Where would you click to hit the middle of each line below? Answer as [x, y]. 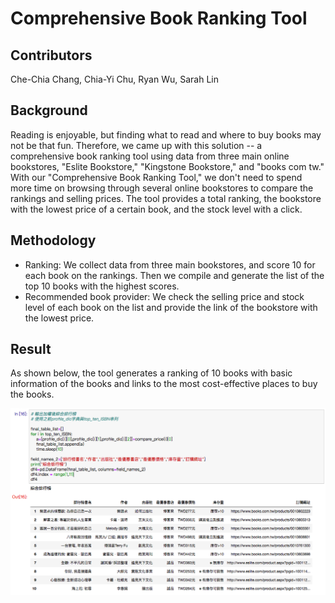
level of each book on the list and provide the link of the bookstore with [171, 307]
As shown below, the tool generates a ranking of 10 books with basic [151, 373]
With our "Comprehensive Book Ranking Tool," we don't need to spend [156, 177]
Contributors [51, 55]
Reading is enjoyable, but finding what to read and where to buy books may [166, 134]
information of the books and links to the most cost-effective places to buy [164, 384]
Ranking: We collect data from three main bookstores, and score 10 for [170, 264]
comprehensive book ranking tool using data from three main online [150, 156]
